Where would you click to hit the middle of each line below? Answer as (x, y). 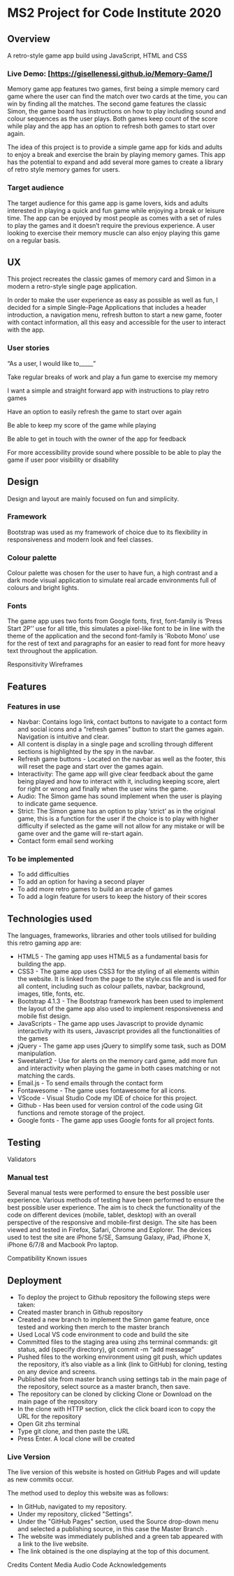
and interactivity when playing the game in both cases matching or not (119, 1068)
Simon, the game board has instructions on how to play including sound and (117, 111)
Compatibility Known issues (47, 1259)
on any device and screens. (57, 1372)
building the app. (42, 964)
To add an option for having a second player (81, 882)
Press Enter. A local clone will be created (76, 1439)
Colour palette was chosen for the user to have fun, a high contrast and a (112, 573)
